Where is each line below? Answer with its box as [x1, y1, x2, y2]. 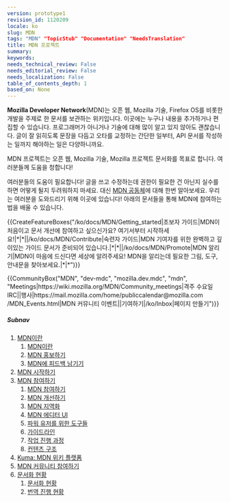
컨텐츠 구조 [27, 445, 57, 453]
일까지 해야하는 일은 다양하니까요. [14, 140, 104, 148]
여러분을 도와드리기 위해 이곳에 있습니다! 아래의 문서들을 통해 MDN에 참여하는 [14, 195, 222, 203]
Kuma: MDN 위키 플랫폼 [16, 453, 82, 462]
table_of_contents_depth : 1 [7, 80, 88, 87]
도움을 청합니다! [30, 163, 73, 172]
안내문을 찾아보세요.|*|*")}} [7, 261, 81, 269]
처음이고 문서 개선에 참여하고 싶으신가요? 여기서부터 [7, 226, 146, 235]
